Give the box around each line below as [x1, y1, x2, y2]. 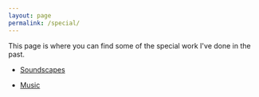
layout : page [8, 11, 52, 20]
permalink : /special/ [8, 19, 80, 27]
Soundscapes [19, 64, 65, 74]
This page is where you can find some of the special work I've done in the [8, 41, 251, 50]
